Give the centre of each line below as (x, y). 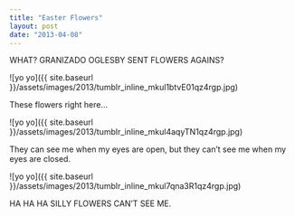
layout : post (34, 26)
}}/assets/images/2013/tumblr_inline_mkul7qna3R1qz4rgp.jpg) (125, 186)
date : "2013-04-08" (46, 34)
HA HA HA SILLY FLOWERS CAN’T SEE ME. (90, 203)
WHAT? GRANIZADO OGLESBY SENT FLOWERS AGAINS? (117, 61)
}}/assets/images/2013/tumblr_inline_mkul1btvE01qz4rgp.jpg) (124, 88)
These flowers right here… (59, 105)
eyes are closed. (40, 159)
